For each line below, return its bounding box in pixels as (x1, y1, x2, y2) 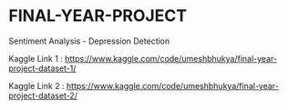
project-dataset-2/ (8, 90, 78, 101)
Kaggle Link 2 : (8, 80, 65, 91)
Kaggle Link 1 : (8, 53, 63, 64)
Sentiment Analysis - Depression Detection (8, 35, 170, 46)
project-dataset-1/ (8, 63, 77, 74)
